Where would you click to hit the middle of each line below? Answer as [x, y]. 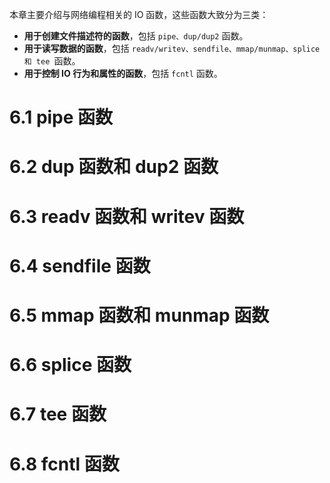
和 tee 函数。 [52, 61]
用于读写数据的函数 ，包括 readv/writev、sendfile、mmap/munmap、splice [172, 48]
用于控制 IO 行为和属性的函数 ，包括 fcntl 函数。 [123, 73]
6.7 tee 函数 [58, 414]
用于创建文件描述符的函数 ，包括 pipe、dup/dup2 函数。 [136, 36]
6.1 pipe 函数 [61, 117]
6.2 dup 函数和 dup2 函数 [114, 167]
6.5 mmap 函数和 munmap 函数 [139, 315]
